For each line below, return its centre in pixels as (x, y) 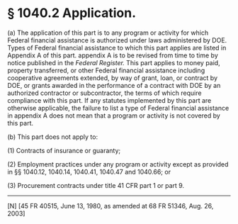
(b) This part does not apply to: (52, 137)
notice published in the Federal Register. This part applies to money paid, (114, 62)
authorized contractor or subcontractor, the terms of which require (104, 93)
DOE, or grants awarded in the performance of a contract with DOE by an (114, 85)
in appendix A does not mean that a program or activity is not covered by (114, 116)
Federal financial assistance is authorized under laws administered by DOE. (117, 40)
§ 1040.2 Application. (72, 13)
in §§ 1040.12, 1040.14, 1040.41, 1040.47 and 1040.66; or (89, 172)
